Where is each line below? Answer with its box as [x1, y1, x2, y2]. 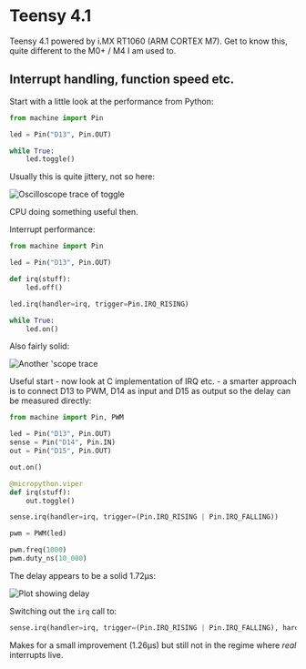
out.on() [9, 462, 43, 471]
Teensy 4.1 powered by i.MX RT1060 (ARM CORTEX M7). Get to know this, [9, 35, 289, 46]
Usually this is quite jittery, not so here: [9, 171, 155, 182]
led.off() [25, 283, 64, 292]
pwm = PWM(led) [9, 529, 67, 538]
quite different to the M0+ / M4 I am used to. [9, 45, 177, 56]
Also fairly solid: [9, 340, 70, 351]
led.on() [25, 324, 59, 333]
